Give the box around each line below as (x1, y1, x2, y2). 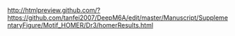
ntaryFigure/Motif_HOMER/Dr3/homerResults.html (7, 21, 154, 29)
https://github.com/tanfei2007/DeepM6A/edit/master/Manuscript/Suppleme (7, 13, 228, 22)
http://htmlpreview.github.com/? (7, 6, 101, 14)
